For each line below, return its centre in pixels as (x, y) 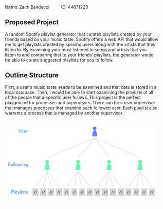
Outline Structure (32, 75)
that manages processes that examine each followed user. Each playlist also (81, 108)
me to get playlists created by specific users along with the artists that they (80, 44)
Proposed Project (32, 22)
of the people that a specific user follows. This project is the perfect (73, 97)
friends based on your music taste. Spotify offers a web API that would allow (82, 39)
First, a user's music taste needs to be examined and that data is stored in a (81, 87)
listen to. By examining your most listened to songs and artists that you (76, 49)
